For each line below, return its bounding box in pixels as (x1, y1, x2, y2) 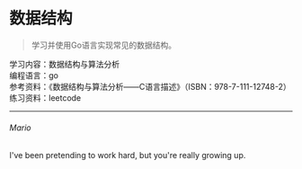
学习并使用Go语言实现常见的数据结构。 (31, 40, 177, 50)
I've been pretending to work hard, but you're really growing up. (9, 150, 246, 161)
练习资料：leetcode (9, 92, 82, 103)
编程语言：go (9, 69, 58, 81)
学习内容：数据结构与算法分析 (9, 58, 120, 69)
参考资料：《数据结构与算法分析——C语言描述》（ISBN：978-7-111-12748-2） (9, 81, 292, 92)
